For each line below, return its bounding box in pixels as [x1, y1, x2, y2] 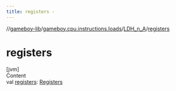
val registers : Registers [6, 78, 63, 85]
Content [6, 72, 26, 79]
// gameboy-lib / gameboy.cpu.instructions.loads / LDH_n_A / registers [6, 25, 170, 32]
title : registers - [6, 8, 55, 15]
